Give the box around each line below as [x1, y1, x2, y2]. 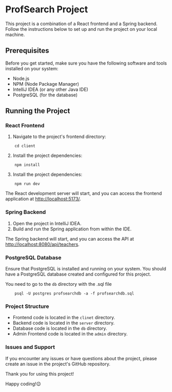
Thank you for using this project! [5, 370, 74, 377]
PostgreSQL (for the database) [12, 91, 78, 98]
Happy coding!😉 [5, 381, 41, 387]
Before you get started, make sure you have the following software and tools [5, 60, 167, 66]
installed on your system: [5, 65, 59, 71]
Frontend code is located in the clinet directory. [12, 315, 116, 321]
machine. [5, 31, 25, 37]
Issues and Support [5, 344, 55, 351]
